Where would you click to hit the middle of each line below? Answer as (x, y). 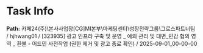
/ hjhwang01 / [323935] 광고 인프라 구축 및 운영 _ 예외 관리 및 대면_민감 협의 (98, 36)
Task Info (30, 11)
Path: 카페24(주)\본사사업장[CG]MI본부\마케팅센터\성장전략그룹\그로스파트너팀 (101, 28)
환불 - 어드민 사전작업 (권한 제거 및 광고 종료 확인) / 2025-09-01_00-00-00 (107, 43)
